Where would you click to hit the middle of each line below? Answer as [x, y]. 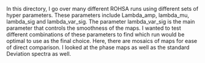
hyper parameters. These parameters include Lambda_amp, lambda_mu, [98, 15]
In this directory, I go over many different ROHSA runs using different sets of [102, 9]
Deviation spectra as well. [39, 54]
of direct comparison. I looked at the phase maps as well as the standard [98, 47]
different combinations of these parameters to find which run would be [95, 35]
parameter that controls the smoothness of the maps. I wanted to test [94, 28]
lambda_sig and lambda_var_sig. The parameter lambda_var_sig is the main [101, 22]
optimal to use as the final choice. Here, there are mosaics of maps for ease [102, 41]
